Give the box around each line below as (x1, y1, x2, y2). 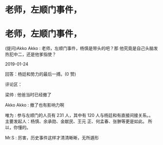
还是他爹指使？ (26, 51, 56, 57)
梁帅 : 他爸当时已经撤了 (5, 92, 52, 97)
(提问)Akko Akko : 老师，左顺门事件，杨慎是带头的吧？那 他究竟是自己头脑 (5, 46, 154, 51)
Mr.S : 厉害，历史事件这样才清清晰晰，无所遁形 (5, 135, 99, 141)
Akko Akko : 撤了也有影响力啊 (5, 102, 65, 108)
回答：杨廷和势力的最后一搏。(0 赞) (5, 71, 76, 77)
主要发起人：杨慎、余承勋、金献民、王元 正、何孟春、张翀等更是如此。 (5, 118, 147, 124)
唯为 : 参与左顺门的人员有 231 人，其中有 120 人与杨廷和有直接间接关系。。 (5, 113, 153, 118)
